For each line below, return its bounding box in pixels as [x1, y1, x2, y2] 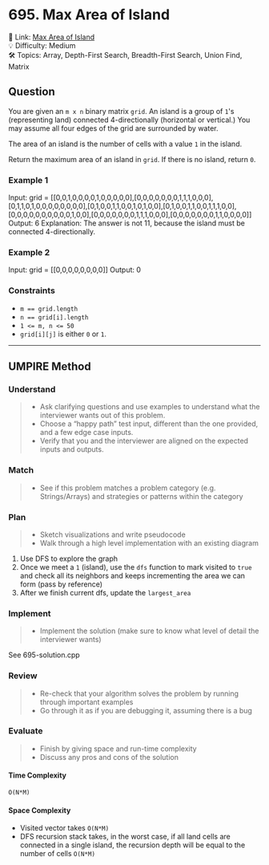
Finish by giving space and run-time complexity [39, 744, 198, 753]
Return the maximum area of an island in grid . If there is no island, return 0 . [8, 154, 256, 164]
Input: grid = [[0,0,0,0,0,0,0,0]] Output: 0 [8, 265, 142, 274]
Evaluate [8, 725, 43, 737]
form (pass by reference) [19, 579, 102, 589]
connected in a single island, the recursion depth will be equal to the [19, 840, 246, 850]
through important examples [39, 696, 134, 707]
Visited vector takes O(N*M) [19, 823, 110, 833]
